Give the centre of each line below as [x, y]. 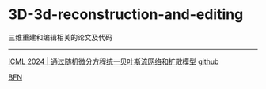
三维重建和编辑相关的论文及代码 [60, 37]
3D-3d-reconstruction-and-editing [126, 15]
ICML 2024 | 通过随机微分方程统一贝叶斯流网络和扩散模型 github [114, 61]
